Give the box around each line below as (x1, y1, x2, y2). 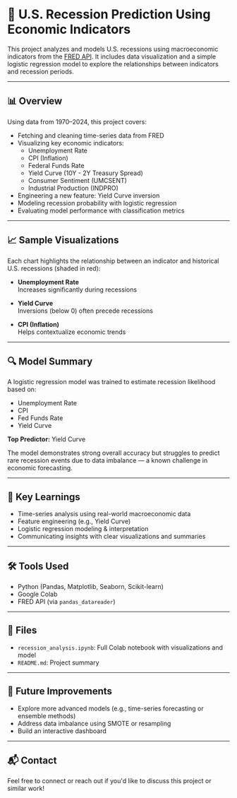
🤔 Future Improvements (7, 685, 113, 698)
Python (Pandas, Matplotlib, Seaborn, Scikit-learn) (17, 583, 164, 590)
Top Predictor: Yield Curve (7, 435, 86, 443)
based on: (7, 385, 37, 394)
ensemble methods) (17, 711, 76, 720)
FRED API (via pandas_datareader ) (17, 597, 116, 606)
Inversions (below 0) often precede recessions (17, 306, 154, 315)
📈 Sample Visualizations (7, 234, 119, 246)
